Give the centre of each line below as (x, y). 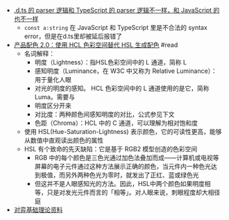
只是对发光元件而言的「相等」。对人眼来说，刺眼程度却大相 (130, 192)
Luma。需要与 (54, 97)
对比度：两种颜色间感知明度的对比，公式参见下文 (104, 114)
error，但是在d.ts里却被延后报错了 (73, 36)
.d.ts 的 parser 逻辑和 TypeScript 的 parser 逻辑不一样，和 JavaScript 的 (117, 10)
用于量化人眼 (53, 79)
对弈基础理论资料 (38, 210)
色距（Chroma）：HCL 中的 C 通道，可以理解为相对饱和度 (116, 123)
